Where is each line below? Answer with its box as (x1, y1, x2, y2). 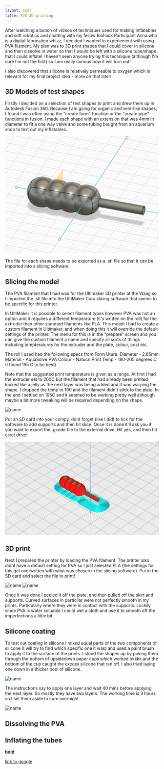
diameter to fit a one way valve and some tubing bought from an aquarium (5, 121, 155, 127)
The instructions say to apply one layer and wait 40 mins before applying (5, 685, 152, 691)
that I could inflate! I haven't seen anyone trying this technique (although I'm (5, 53, 159, 59)
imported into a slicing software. (5, 263, 70, 269)
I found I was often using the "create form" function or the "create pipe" (5, 111, 150, 117)
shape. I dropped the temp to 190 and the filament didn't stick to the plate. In (5, 387, 159, 393)
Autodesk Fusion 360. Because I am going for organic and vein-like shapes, (5, 106, 158, 111)
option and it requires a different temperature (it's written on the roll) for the (5, 316, 157, 321)
